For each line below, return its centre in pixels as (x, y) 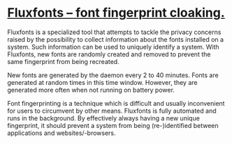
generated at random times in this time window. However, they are (102, 82)
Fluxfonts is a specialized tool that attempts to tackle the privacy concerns (114, 32)
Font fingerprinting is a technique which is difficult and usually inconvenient (116, 103)
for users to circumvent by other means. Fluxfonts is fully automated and (112, 111)
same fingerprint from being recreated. (64, 61)
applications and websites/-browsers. (62, 133)
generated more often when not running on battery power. (91, 90)
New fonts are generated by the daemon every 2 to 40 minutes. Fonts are (113, 75)
